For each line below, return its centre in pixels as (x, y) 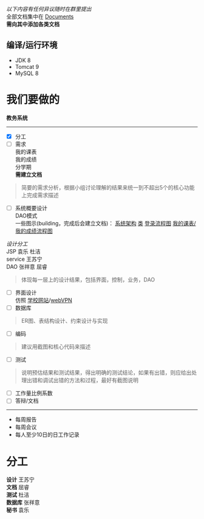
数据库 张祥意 (23, 503)
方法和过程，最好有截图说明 (104, 380)
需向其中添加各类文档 (33, 24)
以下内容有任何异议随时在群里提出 (49, 9)
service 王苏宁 (24, 259)
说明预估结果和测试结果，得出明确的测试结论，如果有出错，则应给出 (106, 373)
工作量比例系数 (34, 393)
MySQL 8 (27, 73)
